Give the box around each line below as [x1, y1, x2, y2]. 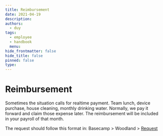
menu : [9, 44, 21, 49]
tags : [5, 30, 16, 35]
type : [5, 62, 16, 67]
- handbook [9, 40, 32, 45]
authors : [5, 21, 23, 26]
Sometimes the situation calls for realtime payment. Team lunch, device [5, 100, 151, 106]
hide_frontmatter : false [5, 48, 56, 53]
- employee [9, 35, 32, 40]
